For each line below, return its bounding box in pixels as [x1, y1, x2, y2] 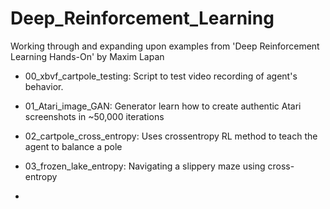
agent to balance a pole [24, 140, 123, 152]
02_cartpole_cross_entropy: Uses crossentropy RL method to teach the [24, 130, 318, 142]
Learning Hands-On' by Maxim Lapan [10, 50, 165, 62]
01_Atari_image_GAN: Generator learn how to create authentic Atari [24, 100, 302, 112]
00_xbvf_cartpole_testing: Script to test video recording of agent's [24, 70, 298, 82]
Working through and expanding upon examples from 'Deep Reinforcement [10, 40, 320, 52]
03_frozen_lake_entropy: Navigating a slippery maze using [24, 160, 266, 172]
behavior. [24, 80, 64, 92]
